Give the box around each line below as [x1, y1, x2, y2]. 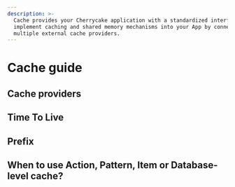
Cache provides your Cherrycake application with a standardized [13, 17, 208, 24]
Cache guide [7, 60, 83, 76]
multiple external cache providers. [13, 29, 120, 37]
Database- [171, 159, 218, 171]
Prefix [7, 135, 34, 147]
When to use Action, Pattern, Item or [7, 159, 169, 171]
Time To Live [7, 111, 64, 123]
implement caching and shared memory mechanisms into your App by [13, 23, 211, 30]
